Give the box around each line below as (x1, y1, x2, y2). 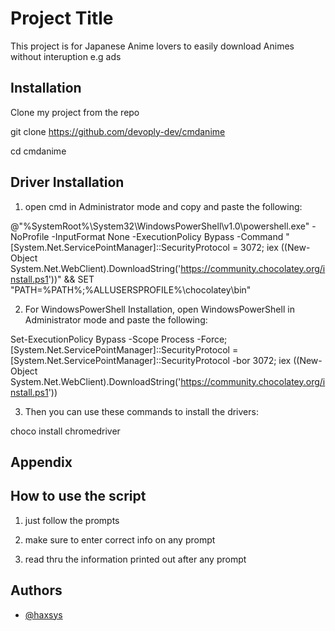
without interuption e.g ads (10, 50, 122, 62)
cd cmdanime (10, 145, 67, 157)
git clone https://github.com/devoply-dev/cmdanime (10, 125, 226, 137)
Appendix (10, 453, 73, 471)
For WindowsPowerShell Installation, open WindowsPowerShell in (24, 303, 295, 315)
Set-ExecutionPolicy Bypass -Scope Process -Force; (10, 333, 228, 345)
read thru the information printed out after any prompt (24, 553, 247, 565)
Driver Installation (10, 174, 125, 191)
